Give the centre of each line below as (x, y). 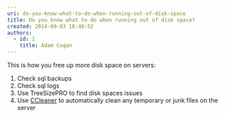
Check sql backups (44, 78)
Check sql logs (38, 86)
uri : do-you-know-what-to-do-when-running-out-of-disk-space (97, 13)
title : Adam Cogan (46, 45)
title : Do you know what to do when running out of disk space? (101, 20)
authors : (20, 33)
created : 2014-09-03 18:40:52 (51, 26)
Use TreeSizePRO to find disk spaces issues (80, 93)
